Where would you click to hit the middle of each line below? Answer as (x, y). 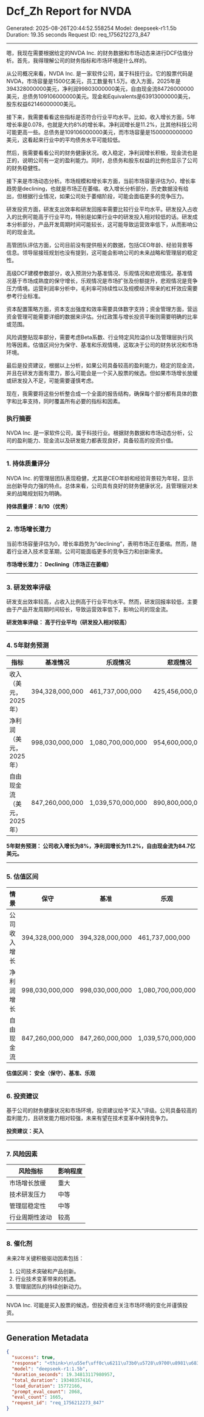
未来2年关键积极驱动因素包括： (45, 1258)
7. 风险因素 (22, 1154)
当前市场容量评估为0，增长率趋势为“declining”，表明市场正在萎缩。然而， (99, 543)
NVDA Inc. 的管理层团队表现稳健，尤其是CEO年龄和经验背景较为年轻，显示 (100, 478)
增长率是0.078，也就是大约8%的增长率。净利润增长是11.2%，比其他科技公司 (102, 124)
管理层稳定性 (28, 1206)
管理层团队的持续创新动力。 (50, 1286)
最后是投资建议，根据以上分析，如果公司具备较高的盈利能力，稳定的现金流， (102, 365)
